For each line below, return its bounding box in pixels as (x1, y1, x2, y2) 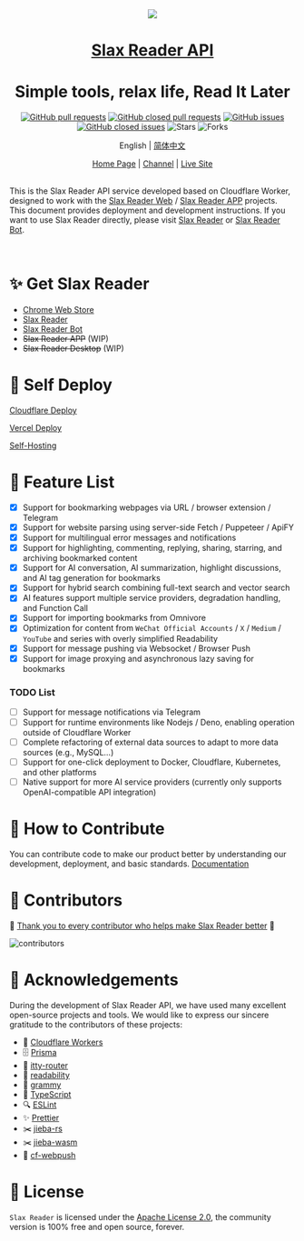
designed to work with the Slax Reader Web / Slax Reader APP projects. (9, 195, 279, 206)
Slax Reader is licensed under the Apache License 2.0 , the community (9, 1211, 272, 1222)
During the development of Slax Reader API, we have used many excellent (9, 1000, 287, 1011)
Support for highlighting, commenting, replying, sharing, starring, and (22, 543, 283, 554)
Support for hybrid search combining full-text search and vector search (22, 582, 290, 594)
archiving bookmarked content (22, 553, 138, 564)
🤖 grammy (22, 1079, 62, 1090)
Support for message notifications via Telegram (22, 706, 201, 717)
